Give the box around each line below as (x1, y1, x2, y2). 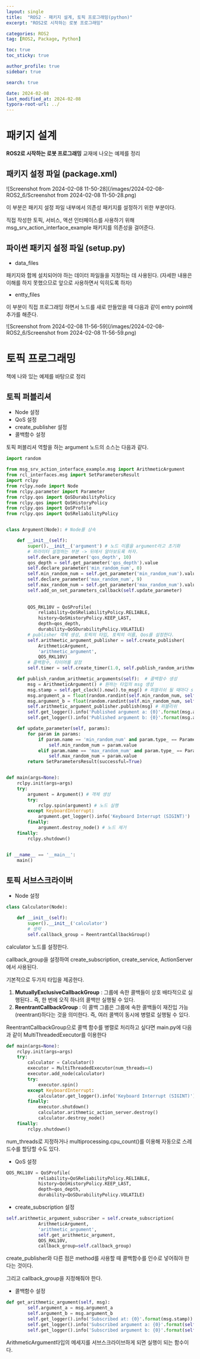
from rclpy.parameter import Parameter (6, 489, 105, 495)
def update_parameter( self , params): (17, 725, 111, 731)
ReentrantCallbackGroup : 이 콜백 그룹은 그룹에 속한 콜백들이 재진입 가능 (14, 1003, 189, 1011)
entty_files (14, 291, 40, 298)
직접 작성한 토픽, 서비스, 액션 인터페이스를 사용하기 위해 (6, 216, 135, 224)
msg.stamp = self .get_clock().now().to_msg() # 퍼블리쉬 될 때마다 (27, 687, 189, 693)
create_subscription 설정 (14, 1203, 75, 1210)
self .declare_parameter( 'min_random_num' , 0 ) (27, 565, 143, 572)
